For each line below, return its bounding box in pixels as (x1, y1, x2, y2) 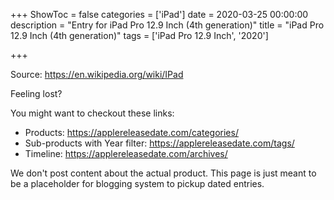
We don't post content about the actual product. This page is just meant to (10, 167, 317, 179)
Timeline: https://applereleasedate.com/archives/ (24, 148, 228, 159)
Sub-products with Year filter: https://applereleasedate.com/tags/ (24, 137, 295, 149)
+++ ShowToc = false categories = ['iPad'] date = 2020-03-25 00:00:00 (10, 9, 309, 20)
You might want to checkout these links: (10, 107, 175, 119)
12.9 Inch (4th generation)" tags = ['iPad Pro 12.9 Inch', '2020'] (10, 30, 269, 41)
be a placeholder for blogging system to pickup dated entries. (10, 178, 265, 189)
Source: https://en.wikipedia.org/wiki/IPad (10, 69, 184, 80)
